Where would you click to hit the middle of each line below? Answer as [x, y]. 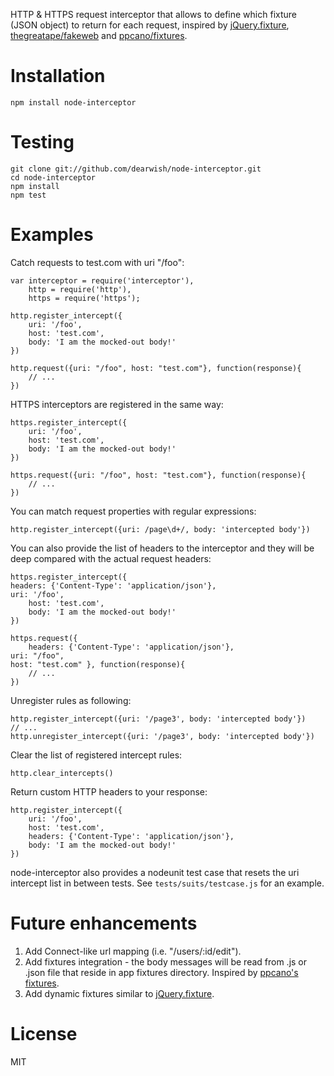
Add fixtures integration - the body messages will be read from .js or [166, 961]
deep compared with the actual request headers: [111, 558]
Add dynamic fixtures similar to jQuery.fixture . [119, 993]
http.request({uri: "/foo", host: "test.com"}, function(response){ [156, 368]
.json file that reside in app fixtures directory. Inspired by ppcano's [161, 972]
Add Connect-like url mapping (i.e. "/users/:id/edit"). [133, 951]
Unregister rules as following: [71, 700]
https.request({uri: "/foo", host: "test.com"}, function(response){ [158, 475]
